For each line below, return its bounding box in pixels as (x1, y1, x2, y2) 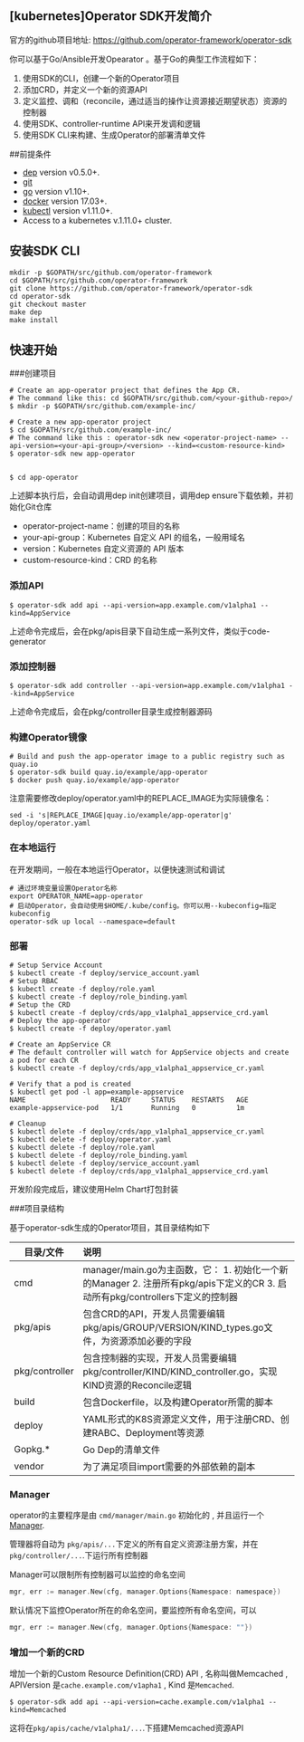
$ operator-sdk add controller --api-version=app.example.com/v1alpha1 (9, 682, 285, 691)
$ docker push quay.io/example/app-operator (9, 776, 180, 785)
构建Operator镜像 (9, 731, 88, 743)
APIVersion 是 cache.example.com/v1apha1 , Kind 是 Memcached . (9, 1680, 235, 1690)
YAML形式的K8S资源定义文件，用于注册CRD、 (82, 1412, 280, 1425)
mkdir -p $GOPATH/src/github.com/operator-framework (9, 268, 213, 277)
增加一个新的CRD (9, 1646, 85, 1659)
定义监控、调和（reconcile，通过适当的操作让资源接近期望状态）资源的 (22, 95, 288, 106)
